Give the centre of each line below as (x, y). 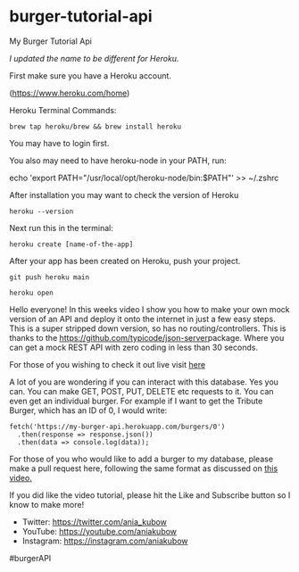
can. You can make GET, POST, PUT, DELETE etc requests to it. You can (141, 391)
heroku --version (42, 211)
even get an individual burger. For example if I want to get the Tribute (136, 401)
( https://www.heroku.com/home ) (70, 93)
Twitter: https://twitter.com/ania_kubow (95, 522)
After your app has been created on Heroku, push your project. (125, 261)
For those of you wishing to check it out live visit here (108, 364)
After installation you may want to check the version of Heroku (124, 195)
